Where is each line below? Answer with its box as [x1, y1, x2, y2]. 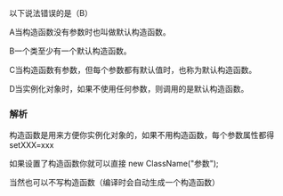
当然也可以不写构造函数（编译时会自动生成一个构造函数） [9, 177, 220, 188]
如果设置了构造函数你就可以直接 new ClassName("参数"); [9, 159, 220, 169]
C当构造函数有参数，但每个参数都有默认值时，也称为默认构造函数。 [9, 65, 257, 75]
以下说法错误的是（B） [9, 8, 93, 18]
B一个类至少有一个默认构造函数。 [9, 45, 132, 56]
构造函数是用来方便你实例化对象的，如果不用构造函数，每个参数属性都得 [9, 130, 274, 141]
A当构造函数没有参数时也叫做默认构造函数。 [9, 27, 171, 37]
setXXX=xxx [9, 140, 54, 151]
